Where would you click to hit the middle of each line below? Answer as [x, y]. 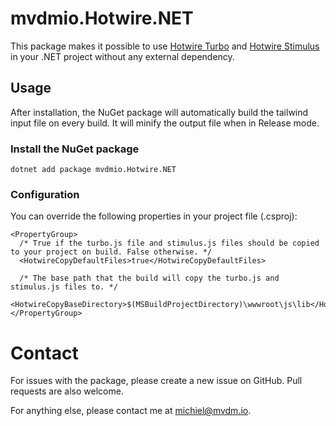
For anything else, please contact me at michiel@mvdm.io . [131, 411]
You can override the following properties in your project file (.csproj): [154, 216]
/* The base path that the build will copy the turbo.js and [149, 278]
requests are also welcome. [67, 391]
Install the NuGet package [75, 149]
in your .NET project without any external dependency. [122, 56]
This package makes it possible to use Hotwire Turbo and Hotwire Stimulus [165, 46]
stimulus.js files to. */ [64, 287]
